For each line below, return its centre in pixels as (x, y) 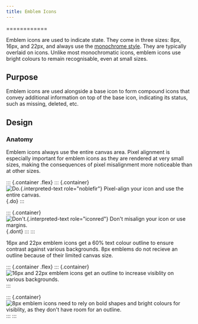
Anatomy (20, 139)
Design (20, 122)
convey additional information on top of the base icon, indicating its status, (97, 97)
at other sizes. (23, 171)
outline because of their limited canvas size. (60, 256)
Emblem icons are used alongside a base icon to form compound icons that (98, 91)
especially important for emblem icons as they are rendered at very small (95, 158)
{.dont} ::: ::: (21, 231)
